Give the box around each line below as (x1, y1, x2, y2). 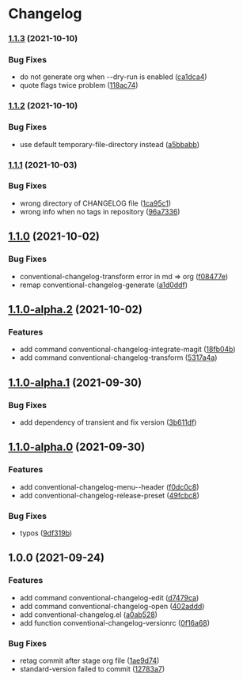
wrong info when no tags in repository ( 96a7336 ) (19, 206, 180, 216)
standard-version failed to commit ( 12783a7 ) (19, 664, 165, 673)
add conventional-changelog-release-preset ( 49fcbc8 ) (19, 490, 200, 500)
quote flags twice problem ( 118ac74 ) (19, 81, 139, 90)
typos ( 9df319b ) (19, 528, 73, 538)
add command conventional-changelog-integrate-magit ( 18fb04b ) (19, 345, 236, 354)
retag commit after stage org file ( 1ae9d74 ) (19, 656, 160, 665)
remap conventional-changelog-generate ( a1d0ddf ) (19, 280, 188, 289)
